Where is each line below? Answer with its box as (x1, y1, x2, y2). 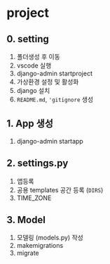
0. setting (6, 33, 50, 45)
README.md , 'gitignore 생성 (16, 95, 94, 103)
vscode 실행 (16, 61, 52, 70)
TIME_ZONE (16, 194, 52, 202)
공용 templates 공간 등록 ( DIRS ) (16, 185, 104, 194)
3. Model (6, 214, 46, 226)
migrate (16, 249, 39, 258)
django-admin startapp (16, 137, 83, 145)
